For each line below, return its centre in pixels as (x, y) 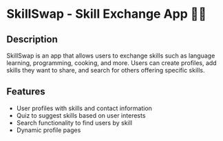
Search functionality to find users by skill (74, 123)
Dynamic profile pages (49, 130)
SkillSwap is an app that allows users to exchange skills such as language (111, 55)
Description (32, 39)
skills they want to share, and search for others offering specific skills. (106, 70)
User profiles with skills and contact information (84, 108)
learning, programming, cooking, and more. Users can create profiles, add (112, 63)
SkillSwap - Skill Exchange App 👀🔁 (107, 14)
